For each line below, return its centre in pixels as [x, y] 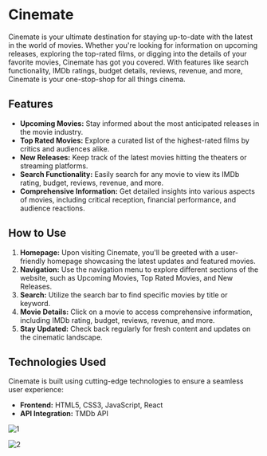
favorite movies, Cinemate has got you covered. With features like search [129, 62]
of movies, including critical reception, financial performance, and [128, 199]
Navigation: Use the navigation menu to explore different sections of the [139, 269]
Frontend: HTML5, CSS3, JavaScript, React [91, 405]
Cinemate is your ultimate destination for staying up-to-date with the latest [131, 37]
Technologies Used [57, 362]
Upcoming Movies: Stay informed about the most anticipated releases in [139, 123]
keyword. [35, 303]
